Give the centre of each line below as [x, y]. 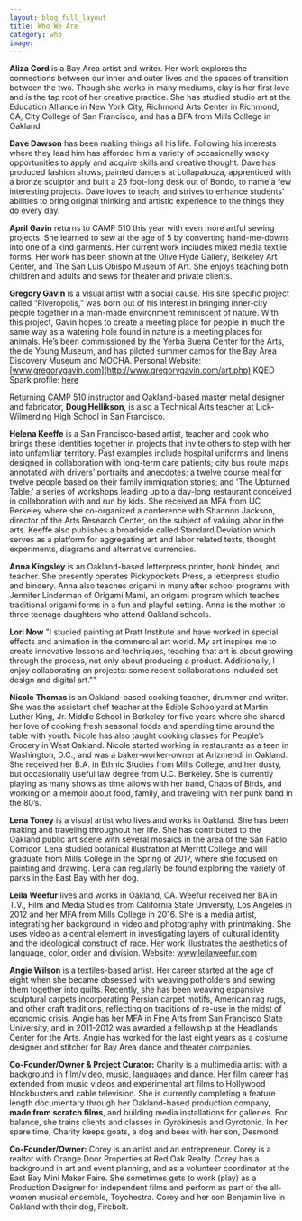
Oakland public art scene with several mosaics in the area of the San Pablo [148, 839]
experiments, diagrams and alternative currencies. [103, 549]
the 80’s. [26, 803]
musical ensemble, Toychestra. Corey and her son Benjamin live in [162, 1198]
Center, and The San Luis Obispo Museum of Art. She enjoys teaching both [149, 266]
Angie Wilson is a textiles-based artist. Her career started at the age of [142, 970]
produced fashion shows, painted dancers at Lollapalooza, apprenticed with [150, 172]
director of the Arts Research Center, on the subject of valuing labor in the [146, 521]
